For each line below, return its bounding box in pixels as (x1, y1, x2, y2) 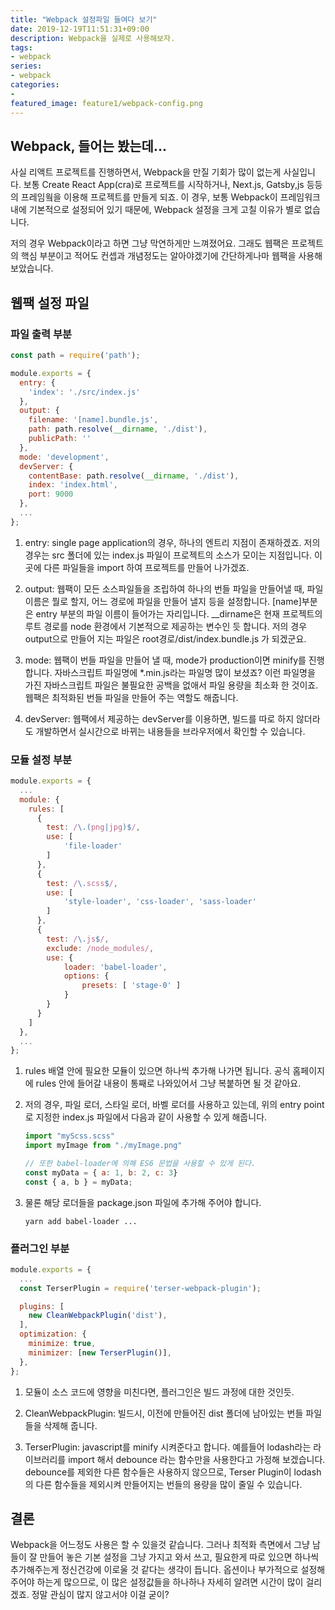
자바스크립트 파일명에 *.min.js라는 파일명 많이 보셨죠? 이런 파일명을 (54, 666, 316, 678)
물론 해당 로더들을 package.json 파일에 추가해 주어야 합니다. (24, 1196, 262, 1208)
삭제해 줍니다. (43, 1419, 98, 1431)
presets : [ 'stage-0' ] (81, 981, 182, 991)
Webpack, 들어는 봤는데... (10, 137, 167, 155)
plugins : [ (19, 1301, 65, 1311)
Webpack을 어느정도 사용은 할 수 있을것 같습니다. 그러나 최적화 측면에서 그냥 (10, 1539, 310, 1551)
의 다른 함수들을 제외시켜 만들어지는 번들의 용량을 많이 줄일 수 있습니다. (24, 1478, 303, 1490)
